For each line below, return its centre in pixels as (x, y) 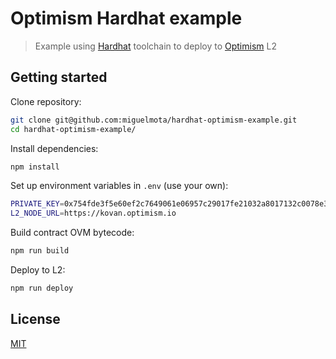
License (35, 319)
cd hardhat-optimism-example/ (73, 129)
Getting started (59, 77)
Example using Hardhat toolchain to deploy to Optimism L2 (155, 46)
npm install (35, 167)
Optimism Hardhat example (126, 18)
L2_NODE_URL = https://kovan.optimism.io (93, 213)
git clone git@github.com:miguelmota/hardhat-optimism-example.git (154, 120)
